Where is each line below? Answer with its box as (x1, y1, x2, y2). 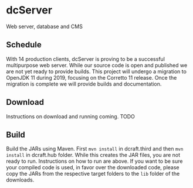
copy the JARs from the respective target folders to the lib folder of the (6, 170, 180, 177)
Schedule (6, 40, 42, 50)
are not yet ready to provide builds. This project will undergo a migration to (6, 68, 187, 75)
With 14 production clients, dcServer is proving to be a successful (6, 55, 165, 62)
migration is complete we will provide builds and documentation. (6, 80, 162, 87)
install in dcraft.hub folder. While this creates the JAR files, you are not (6, 152, 181, 159)
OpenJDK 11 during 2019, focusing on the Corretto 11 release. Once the (6, 74, 177, 81)
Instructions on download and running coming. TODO (6, 112, 135, 120)
